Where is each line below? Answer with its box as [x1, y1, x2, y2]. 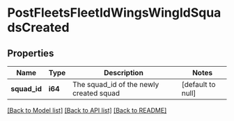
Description [103, 68, 144, 77]
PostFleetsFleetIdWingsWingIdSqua [7, 5, 221, 21]
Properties [7, 47, 54, 59]
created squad [72, 88, 120, 98]
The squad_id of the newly [72, 80, 159, 89]
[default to [181, 80, 216, 89]
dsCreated [7, 19, 70, 35]
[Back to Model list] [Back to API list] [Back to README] [7, 106, 167, 114]
